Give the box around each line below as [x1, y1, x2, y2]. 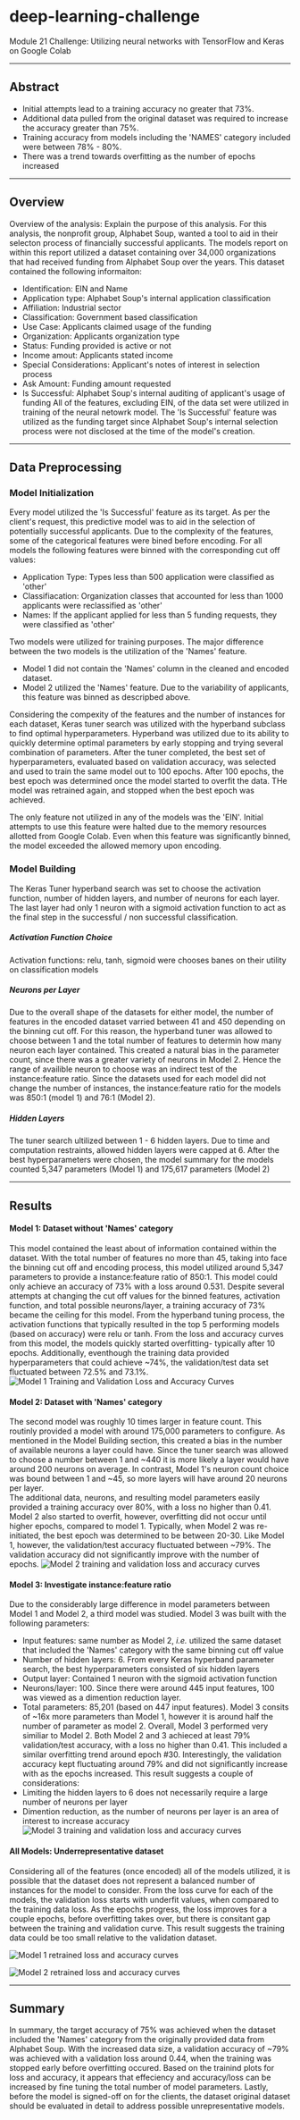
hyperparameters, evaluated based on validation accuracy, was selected [9, 757, 277, 768]
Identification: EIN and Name [21, 283, 128, 294]
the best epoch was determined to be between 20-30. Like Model [43, 1530, 285, 1541]
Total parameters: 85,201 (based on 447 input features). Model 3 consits [21, 1702, 289, 1712]
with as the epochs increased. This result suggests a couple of [21, 1768, 254, 1779]
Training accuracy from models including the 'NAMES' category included [21, 131, 291, 142]
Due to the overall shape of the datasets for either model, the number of [9, 1007, 274, 1018]
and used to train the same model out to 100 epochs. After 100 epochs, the [9, 766, 284, 777]
